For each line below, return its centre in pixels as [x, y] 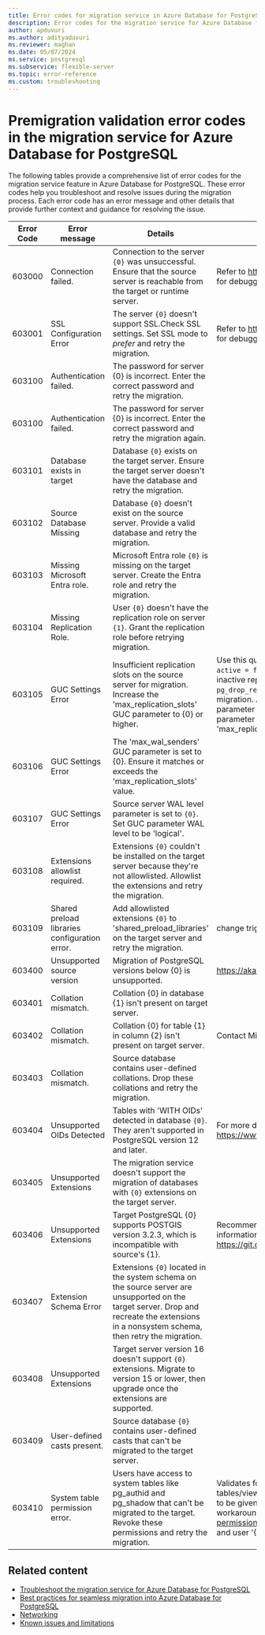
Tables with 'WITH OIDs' [158, 1111]
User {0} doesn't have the [160, 608]
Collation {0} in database [158, 993]
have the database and [155, 480]
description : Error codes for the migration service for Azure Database [130, 23]
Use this [231, 660]
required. [67, 881]
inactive [231, 680]
